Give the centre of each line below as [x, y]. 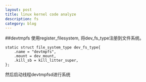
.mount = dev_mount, [35, 56]
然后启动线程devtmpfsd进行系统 [38, 75]
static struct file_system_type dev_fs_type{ [53, 47]
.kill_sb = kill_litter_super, [46, 61]
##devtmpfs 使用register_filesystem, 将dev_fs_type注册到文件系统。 [75, 38]
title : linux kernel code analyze [41, 14]
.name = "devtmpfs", [35, 52]
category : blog [21, 23]
